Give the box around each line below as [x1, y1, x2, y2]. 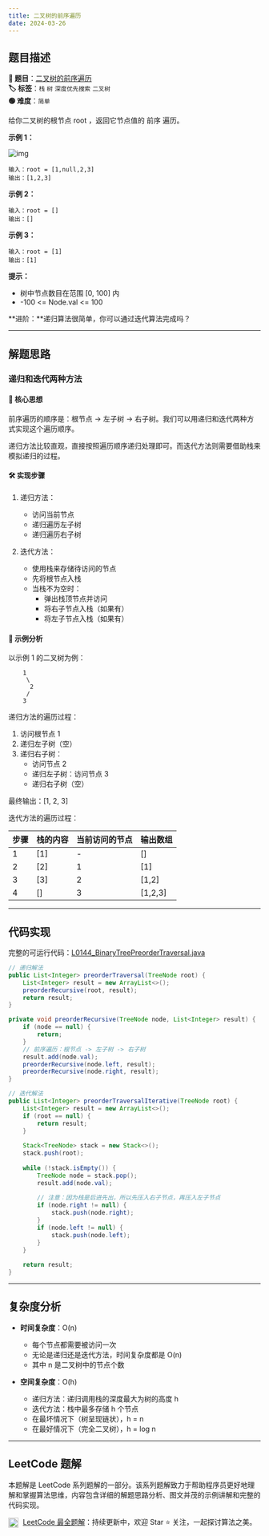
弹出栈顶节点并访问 [43, 594, 108, 603]
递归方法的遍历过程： [8, 712, 78, 722]
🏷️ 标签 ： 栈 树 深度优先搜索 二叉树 [8, 83, 110, 93]
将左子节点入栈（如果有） [43, 614, 129, 623]
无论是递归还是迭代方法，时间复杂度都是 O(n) [31, 1349, 183, 1359]
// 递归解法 [8, 964, 44, 972]
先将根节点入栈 [31, 574, 82, 583]
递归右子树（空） [31, 779, 89, 789]
